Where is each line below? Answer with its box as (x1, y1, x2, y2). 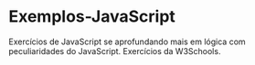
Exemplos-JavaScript (8, 6, 175, 27)
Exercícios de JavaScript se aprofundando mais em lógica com (8, 36, 246, 47)
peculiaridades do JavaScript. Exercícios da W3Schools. (8, 45, 221, 56)
